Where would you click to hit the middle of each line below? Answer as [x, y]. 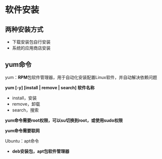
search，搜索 [25, 110]
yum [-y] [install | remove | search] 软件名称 [50, 87]
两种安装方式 [24, 29]
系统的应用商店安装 [31, 48]
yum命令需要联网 [22, 130]
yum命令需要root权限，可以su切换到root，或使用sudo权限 [64, 120]
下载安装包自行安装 [31, 42]
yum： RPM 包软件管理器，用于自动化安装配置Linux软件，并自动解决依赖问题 [81, 77]
